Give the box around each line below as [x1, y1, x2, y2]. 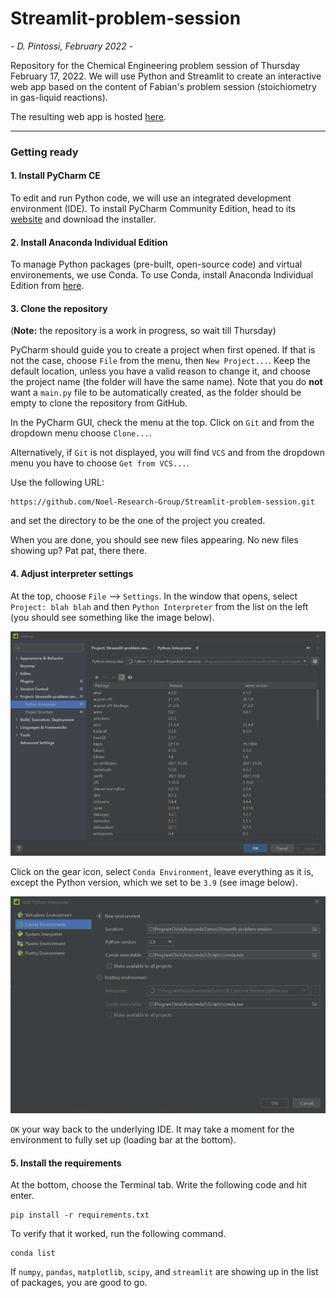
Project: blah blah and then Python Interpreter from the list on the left [10, 600, 309, 612]
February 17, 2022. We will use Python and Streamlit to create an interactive [10, 70, 322, 82]
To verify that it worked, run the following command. [10, 1228, 227, 1240]
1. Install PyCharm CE [10, 170, 101, 182]
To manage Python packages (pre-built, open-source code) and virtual [10, 258, 303, 271]
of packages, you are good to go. [10, 1277, 148, 1289]
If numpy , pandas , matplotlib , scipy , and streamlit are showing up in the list [10, 1266, 319, 1278]
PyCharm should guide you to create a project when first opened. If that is [10, 344, 316, 356]
